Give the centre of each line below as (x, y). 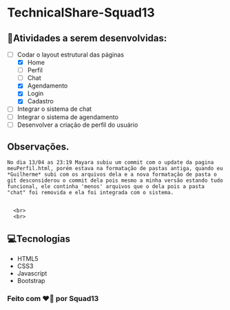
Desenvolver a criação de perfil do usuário (77, 125)
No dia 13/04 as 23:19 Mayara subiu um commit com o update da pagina (111, 163)
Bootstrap (31, 281)
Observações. (38, 147)
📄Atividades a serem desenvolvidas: (87, 38)
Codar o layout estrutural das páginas (71, 54)
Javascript (32, 273)
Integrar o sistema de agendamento (68, 117)
